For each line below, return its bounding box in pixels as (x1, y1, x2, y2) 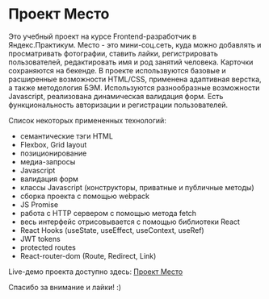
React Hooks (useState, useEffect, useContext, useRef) (19, 225, 204, 235)
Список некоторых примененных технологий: (8, 115, 167, 125)
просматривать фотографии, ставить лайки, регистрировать (8, 48, 218, 58)
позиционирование (19, 148, 87, 158)
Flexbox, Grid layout (19, 139, 87, 149)
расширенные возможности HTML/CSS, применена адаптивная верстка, (8, 74, 262, 84)
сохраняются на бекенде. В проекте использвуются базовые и (8, 65, 226, 75)
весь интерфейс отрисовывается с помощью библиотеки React (19, 217, 241, 226)
